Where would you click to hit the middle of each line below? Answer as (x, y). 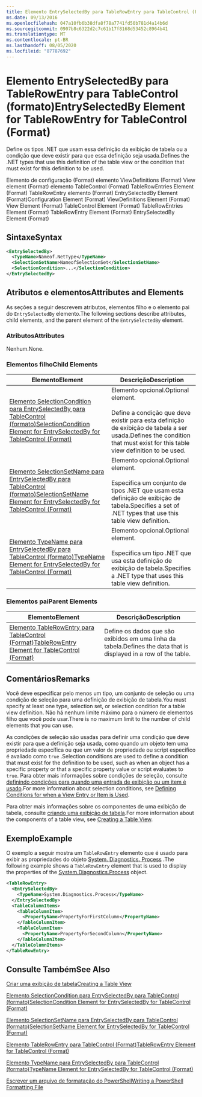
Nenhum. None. (25, 348)
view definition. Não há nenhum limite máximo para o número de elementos (100, 712)
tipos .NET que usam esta (147, 491)
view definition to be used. (148, 450)
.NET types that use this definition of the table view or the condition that (95, 162)
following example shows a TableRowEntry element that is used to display (96, 866)
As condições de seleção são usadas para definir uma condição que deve (98, 737)
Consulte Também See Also (58, 969)
